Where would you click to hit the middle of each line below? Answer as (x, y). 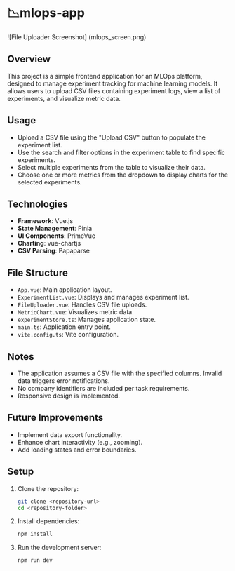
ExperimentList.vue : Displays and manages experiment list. (103, 297)
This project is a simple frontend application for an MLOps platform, (105, 76)
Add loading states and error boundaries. (77, 450)
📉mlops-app (46, 13)
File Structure (38, 273)
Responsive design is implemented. (69, 396)
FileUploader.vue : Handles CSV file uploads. (82, 304)
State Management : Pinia (55, 229)
